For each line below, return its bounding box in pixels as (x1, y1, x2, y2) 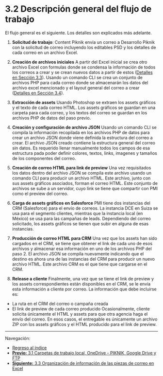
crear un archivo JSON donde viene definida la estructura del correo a (12, 135, 153, 141)
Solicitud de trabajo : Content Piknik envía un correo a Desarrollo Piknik (12, 39, 155, 45)
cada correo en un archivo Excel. (12, 50, 79, 55)
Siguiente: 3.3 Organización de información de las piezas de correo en (12, 360, 154, 366)
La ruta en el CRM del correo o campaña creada (12, 301, 108, 306)
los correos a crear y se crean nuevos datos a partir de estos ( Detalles (12, 69, 153, 75)
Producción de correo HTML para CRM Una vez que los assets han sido (12, 235, 158, 241)
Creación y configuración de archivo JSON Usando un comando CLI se (12, 124, 157, 130)
